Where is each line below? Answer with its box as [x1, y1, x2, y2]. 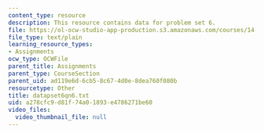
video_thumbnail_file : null [15, 113, 108, 121]
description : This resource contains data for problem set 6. [8, 19, 216, 27]
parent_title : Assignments [8, 63, 97, 70]
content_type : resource [8, 11, 86, 20]
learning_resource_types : [8, 41, 93, 49]
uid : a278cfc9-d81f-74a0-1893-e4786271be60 [8, 99, 153, 106]
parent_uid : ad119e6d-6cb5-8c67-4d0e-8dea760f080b [8, 77, 178, 84]
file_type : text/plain [8, 33, 82, 41]
